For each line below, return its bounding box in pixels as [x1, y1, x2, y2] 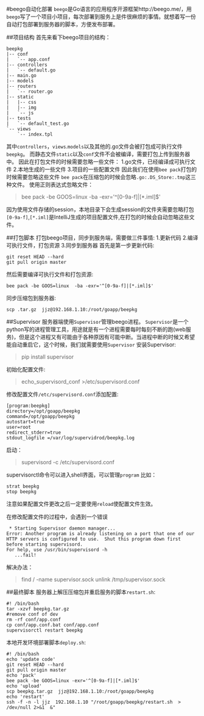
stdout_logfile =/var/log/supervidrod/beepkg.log [6, 435, 135, 441]
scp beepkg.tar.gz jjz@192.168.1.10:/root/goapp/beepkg [6, 689, 154, 695]
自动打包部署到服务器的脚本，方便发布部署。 [6, 21, 119, 27]
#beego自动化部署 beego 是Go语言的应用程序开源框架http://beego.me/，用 [6, 5, 192, 12]
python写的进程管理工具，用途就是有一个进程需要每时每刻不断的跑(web [6, 326, 186, 333]
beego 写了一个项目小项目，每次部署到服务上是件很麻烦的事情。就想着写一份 [6, 13, 196, 20]
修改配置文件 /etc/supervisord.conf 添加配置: [6, 390, 119, 398]
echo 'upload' [6, 683, 43, 689]
